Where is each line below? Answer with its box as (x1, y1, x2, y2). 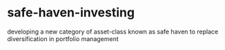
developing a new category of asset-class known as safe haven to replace (7, 27, 219, 36)
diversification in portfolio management (7, 34, 119, 42)
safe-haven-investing (7, 5, 135, 21)
